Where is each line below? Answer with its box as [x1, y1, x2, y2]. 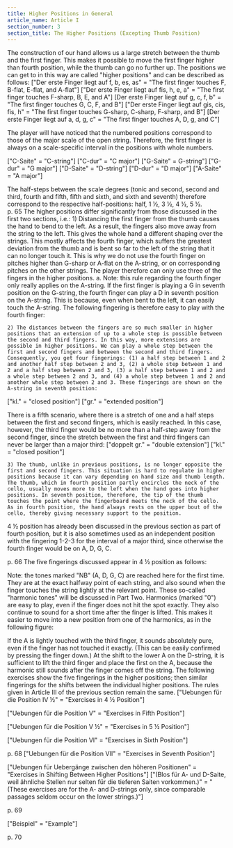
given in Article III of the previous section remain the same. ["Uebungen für [7, 688, 223, 696]
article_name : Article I [7, 17, 79, 24]
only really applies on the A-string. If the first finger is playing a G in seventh [7, 281, 225, 289]
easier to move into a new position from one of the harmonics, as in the [7, 616, 211, 624]
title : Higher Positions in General [7, 10, 113, 17]
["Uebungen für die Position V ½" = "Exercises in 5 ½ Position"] [7, 723, 190, 731]
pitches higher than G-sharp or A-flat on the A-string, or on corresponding [7, 259, 220, 268]
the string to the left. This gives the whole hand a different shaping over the [7, 230, 223, 238]
